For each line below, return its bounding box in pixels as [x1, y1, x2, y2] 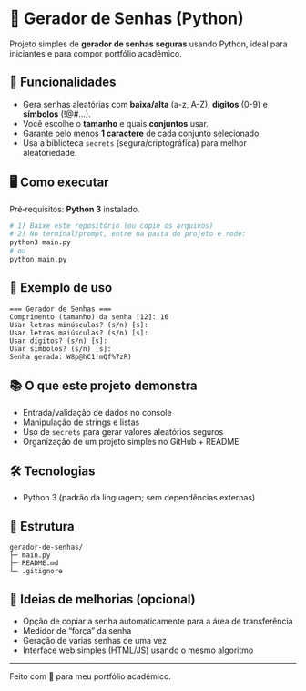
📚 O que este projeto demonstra [9, 378, 198, 394]
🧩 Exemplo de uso [9, 280, 113, 295]
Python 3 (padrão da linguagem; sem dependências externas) [22, 492, 256, 503]
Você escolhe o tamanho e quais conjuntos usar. [22, 118, 209, 129]
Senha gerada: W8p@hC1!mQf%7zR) [9, 352, 132, 361]
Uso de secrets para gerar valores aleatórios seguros [22, 426, 224, 437]
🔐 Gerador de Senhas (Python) [9, 8, 244, 29]
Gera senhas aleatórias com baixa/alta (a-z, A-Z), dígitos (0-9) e [22, 98, 269, 109]
